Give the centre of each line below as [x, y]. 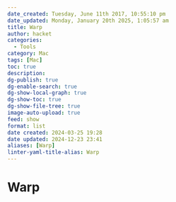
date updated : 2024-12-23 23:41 [55, 139]
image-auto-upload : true [44, 113]
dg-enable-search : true [42, 86]
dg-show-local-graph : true [47, 93]
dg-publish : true [33, 80]
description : [27, 73]
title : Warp [25, 27]
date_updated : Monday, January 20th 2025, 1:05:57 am [88, 21]
